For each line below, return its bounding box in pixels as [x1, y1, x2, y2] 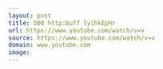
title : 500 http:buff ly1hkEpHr [8, 19, 116, 27]
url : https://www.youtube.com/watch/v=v [8, 26, 145, 34]
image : [8, 48, 30, 56]
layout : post [8, 11, 52, 20]
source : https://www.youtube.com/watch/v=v [8, 33, 156, 42]
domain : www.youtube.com [8, 41, 91, 49]
